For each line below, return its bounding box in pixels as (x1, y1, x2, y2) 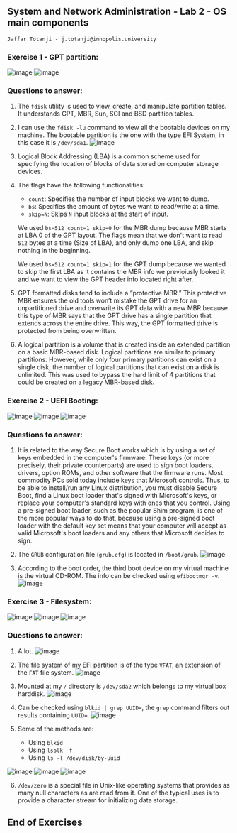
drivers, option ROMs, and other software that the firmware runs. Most (17, 469, 223, 477)
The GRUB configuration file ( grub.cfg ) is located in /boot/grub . (17, 550, 199, 558)
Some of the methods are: (17, 724, 94, 733)
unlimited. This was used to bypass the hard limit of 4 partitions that (17, 371, 216, 379)
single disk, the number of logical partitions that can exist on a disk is (17, 363, 219, 371)
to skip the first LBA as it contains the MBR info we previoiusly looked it (17, 268, 225, 276)
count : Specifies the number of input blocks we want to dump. (28, 195, 210, 203)
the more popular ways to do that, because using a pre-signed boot (17, 514, 215, 522)
